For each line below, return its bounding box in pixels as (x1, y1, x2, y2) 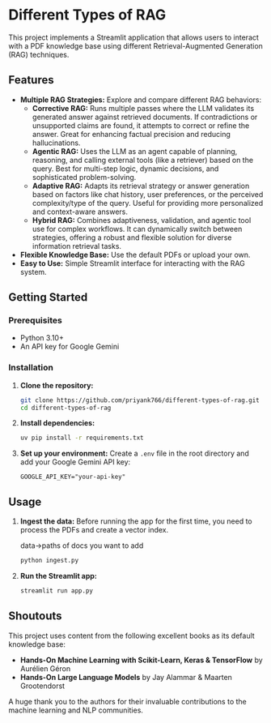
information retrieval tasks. (32, 241, 122, 250)
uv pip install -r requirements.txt (19, 434, 144, 443)
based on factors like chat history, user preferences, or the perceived (32, 189, 264, 199)
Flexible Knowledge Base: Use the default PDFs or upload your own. (19, 250, 251, 259)
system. (19, 267, 47, 276)
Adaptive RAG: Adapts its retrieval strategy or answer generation (32, 181, 250, 190)
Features (8, 73, 54, 87)
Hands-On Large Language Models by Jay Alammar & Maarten (19, 672, 233, 682)
